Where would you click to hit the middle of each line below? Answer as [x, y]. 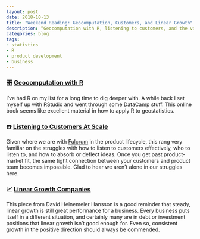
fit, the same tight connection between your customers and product [107, 161]
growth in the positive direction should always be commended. [83, 229]
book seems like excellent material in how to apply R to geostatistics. [90, 110]
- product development [34, 56]
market [15, 161]
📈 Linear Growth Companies [49, 190]
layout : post [22, 12]
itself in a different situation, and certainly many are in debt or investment [96, 217]
